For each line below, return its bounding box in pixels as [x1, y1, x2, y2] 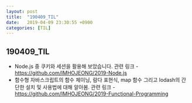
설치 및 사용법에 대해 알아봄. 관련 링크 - [25, 84, 115, 91]
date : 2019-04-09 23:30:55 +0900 [6, 19, 93, 25]
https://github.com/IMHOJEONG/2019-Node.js [14, 70, 128, 77]
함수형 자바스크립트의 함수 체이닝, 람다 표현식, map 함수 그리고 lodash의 [14, 77, 180, 84]
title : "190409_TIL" [6, 14, 59, 20]
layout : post [6, 8, 38, 15]
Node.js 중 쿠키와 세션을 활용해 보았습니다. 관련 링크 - [14, 63, 139, 70]
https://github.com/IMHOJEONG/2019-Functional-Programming [14, 90, 169, 97]
